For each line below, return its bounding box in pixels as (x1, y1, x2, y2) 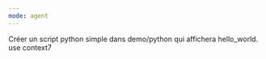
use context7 (8, 42, 53, 53)
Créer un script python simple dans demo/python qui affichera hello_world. (8, 34, 259, 44)
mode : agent (8, 11, 49, 20)
